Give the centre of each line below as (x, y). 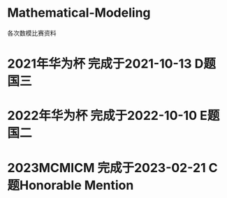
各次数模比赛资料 (32, 33)
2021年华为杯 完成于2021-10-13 (100, 64)
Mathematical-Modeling (79, 13)
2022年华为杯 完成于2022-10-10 (102, 116)
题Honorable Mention (71, 185)
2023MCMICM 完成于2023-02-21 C (112, 168)
